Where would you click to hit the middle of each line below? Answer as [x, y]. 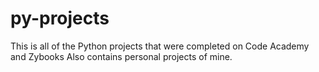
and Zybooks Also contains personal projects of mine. [121, 56]
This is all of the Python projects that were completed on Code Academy [160, 46]
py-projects [60, 18]
